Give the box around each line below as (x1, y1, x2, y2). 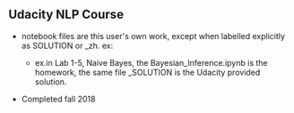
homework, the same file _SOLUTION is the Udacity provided (34, 67, 261, 77)
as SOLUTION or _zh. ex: (21, 40, 114, 51)
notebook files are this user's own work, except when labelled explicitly (21, 30, 286, 41)
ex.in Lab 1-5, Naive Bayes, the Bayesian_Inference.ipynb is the (34, 57, 268, 68)
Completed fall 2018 (21, 93, 96, 104)
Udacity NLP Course (8, 7, 125, 22)
